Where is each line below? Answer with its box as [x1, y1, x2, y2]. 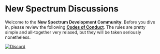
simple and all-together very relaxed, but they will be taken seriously [5, 29, 142, 35]
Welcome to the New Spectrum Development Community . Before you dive [5, 19, 156, 25]
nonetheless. [5, 34, 31, 40]
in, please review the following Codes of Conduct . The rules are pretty [5, 24, 146, 30]
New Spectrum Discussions [5, 3, 119, 14]
